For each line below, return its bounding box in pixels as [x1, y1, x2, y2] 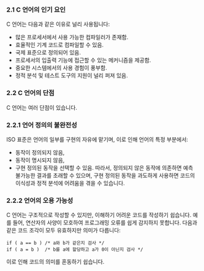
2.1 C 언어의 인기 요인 [6, 5, 66, 13]
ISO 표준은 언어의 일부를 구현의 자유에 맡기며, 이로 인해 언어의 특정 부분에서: [6, 135, 189, 143]
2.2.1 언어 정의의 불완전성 [6, 121, 78, 129]
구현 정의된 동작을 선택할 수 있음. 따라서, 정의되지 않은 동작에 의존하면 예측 [15, 164, 194, 171]
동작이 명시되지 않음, [15, 156, 65, 164]
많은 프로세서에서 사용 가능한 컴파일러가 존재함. [15, 34, 129, 41]
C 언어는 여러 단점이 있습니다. [6, 104, 78, 111]
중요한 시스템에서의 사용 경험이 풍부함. [15, 64, 107, 72]
